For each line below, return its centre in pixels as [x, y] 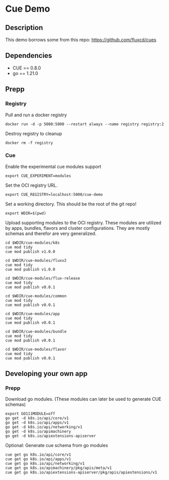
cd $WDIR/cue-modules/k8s [32, 243]
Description [24, 28]
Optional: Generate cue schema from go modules [57, 445]
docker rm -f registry [29, 143]
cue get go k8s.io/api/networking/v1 [45, 464]
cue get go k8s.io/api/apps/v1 [38, 459]
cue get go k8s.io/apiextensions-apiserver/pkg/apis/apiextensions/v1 [81, 472]
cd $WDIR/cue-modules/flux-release [43, 278]
